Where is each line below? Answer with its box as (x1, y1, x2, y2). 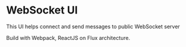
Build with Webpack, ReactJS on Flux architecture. (6, 34, 131, 41)
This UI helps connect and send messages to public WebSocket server (6, 23, 180, 30)
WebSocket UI (6, 4, 78, 17)
